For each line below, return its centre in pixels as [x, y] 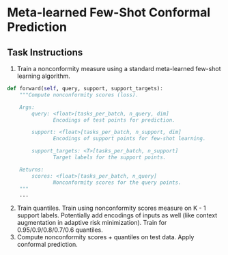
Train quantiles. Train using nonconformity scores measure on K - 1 [111, 208]
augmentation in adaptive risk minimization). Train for [92, 223]
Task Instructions [45, 52]
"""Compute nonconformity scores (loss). [79, 95]
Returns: [32, 170]
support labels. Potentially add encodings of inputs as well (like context [117, 215]
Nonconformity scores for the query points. [117, 183]
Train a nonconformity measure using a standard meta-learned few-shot [119, 69]
